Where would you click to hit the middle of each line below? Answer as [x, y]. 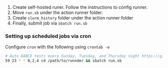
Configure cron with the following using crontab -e [57, 47]
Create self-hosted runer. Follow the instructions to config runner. [80, 7]
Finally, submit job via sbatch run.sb [50, 23]
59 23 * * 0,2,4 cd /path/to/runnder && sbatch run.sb [63, 61]
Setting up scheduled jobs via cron [48, 36]
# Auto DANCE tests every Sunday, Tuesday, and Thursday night [72, 56]
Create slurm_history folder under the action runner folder [73, 18]
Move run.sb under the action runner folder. [58, 12]
